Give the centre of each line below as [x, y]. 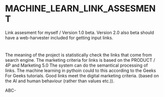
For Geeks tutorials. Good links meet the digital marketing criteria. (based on [82, 76]
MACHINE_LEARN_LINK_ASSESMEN [80, 9]
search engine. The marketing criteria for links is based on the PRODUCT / [80, 60]
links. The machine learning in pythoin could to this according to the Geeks [81, 71]
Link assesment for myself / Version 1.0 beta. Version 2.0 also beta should [80, 32]
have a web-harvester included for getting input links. [59, 38]
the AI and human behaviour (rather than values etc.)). [60, 81]
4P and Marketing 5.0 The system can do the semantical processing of [77, 65]
